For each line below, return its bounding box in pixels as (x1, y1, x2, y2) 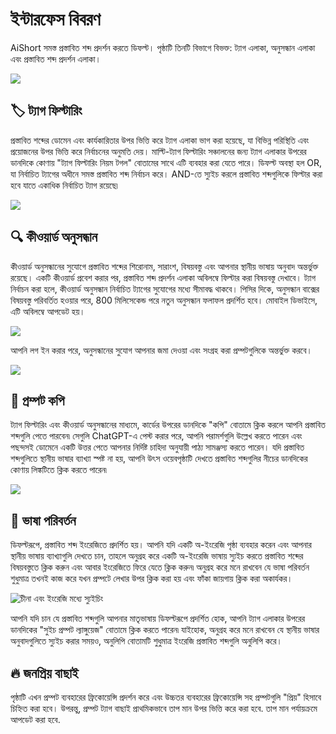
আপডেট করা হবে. (10, 714, 61, 725)
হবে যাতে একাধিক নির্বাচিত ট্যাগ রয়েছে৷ (10, 179, 118, 191)
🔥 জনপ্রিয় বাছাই (10, 664, 79, 682)
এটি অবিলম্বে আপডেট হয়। (10, 305, 86, 317)
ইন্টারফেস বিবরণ (10, 8, 101, 31)
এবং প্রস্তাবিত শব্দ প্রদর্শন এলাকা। (10, 53, 102, 65)
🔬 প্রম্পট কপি (10, 392, 65, 409)
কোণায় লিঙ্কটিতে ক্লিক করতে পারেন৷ (10, 464, 107, 476)
